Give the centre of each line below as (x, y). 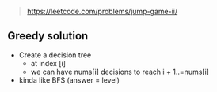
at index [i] (48, 63)
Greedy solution (48, 36)
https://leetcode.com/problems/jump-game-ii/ (102, 11)
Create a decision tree (55, 55)
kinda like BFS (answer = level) (69, 80)
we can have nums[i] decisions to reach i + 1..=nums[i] (120, 72)
